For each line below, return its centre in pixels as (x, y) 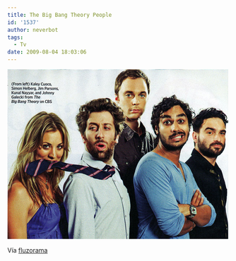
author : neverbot (33, 30)
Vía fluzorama (28, 250)
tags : (15, 37)
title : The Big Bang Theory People (60, 15)
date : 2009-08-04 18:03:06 (47, 52)
